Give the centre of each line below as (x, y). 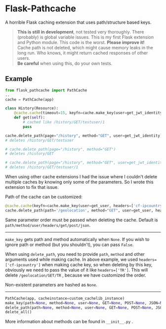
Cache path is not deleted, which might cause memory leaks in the (85, 47)
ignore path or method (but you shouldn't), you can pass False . (69, 245)
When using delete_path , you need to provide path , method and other (75, 254)
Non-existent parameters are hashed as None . (51, 285)
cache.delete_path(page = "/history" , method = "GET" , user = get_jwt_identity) (84, 136)
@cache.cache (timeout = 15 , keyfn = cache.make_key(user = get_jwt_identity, (89, 113)
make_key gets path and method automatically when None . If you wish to (77, 239)
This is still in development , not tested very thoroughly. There (81, 32)
